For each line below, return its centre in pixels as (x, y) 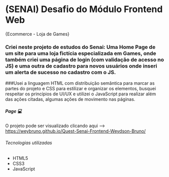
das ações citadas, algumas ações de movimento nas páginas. (70, 99)
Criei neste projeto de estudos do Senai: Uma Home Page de (80, 47)
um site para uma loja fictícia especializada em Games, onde (81, 53)
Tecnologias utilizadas (29, 143)
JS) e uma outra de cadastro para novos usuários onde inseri (81, 66)
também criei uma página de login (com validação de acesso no (85, 60)
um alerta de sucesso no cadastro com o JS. (61, 72)
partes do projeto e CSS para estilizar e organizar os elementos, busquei (81, 89)
